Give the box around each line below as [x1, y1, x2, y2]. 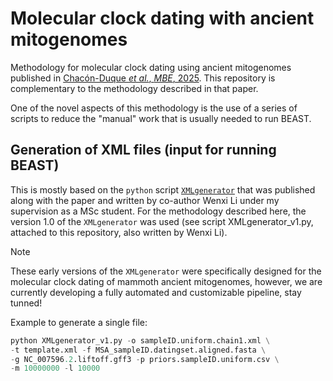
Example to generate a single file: [10, 316, 148, 328]
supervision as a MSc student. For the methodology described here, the [10, 205, 307, 217]
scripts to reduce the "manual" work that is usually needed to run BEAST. [10, 112, 312, 124]
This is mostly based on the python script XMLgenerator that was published [10, 183, 316, 196]
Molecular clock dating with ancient [10, 7, 315, 30]
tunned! [10, 297, 43, 309]
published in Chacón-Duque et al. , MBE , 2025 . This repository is [10, 72, 276, 84]
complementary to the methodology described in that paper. [10, 82, 259, 94]
